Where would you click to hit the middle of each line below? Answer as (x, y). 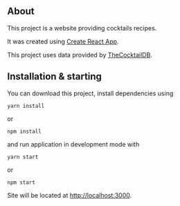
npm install (24, 131)
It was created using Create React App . (63, 41)
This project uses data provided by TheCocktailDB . (80, 55)
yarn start (23, 157)
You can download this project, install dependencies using (90, 93)
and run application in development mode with (73, 144)
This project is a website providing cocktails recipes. (82, 28)
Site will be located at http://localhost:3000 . (70, 195)
